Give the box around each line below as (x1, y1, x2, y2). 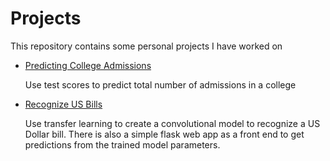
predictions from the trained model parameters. (24, 138, 221, 151)
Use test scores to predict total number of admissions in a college (24, 78, 297, 91)
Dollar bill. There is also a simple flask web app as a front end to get (24, 128, 305, 140)
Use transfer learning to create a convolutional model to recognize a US (24, 117, 321, 129)
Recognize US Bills (24, 98, 103, 110)
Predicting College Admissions (24, 59, 152, 71)
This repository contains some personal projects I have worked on (10, 40, 283, 52)
